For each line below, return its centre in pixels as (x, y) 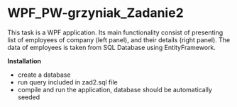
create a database (44, 75)
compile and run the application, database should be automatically (115, 89)
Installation (24, 61)
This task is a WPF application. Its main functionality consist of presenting (115, 32)
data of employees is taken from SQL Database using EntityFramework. (112, 47)
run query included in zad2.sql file (68, 82)
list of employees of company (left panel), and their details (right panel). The (119, 39)
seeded (29, 97)
